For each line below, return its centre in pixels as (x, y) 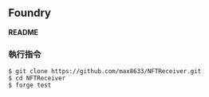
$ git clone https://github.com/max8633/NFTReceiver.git (105, 72)
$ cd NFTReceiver (37, 79)
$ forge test (30, 85)
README (23, 32)
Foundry (30, 13)
